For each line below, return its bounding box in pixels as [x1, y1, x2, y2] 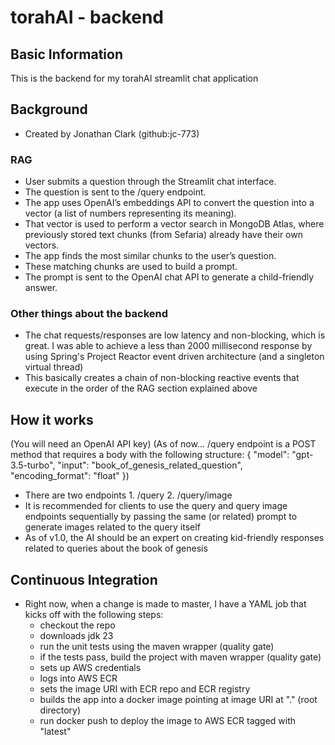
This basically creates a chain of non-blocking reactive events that [24, 372, 300, 384]
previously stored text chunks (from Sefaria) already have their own [24, 229, 303, 241]
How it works [10, 411, 94, 428]
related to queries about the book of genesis [24, 542, 208, 555]
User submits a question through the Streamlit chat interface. [24, 176, 277, 188]
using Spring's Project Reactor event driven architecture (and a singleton [24, 351, 325, 363]
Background [10, 101, 88, 118]
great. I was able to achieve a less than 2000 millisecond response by [24, 340, 313, 352]
